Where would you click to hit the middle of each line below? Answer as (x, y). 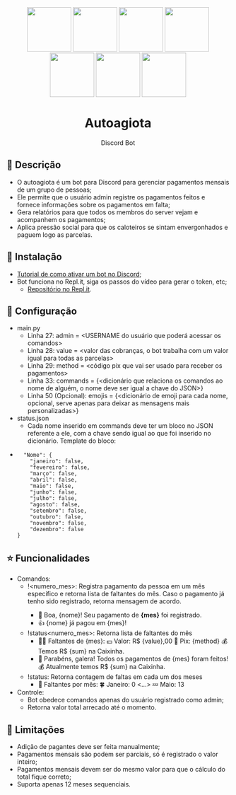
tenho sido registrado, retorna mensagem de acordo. (104, 601)
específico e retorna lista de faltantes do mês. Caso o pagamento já (126, 594)
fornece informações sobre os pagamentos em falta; (93, 204)
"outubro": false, (57, 517)
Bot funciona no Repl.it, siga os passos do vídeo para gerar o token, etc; (122, 282)
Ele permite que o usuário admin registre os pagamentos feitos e (111, 197)
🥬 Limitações (36, 730)
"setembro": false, (59, 511)
